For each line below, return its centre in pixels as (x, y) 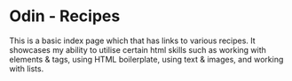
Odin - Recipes (65, 16)
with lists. (27, 69)
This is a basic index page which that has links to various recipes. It (132, 40)
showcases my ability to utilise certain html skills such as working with (138, 49)
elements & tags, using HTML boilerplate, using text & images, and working (146, 59)
